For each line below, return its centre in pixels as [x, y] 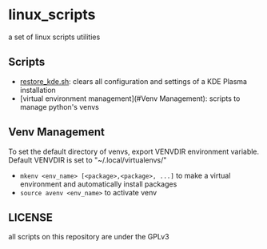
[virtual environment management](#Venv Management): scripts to [130, 98]
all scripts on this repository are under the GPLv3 [89, 237]
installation [38, 90]
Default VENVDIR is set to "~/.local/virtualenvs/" [88, 160]
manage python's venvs [60, 106]
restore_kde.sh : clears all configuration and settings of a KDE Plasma [133, 81]
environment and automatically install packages [98, 184]
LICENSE [31, 217]
